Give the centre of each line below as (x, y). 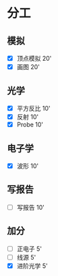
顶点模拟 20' (34, 58)
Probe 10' (30, 125)
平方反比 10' (33, 108)
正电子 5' (29, 249)
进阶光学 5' (32, 266)
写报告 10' (31, 207)
